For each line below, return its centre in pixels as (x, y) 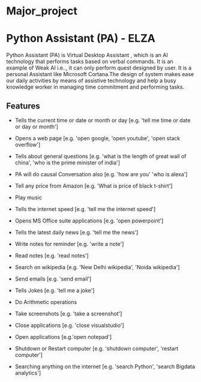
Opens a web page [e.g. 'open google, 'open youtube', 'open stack (97, 138)
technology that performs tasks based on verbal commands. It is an (90, 62)
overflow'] (28, 145)
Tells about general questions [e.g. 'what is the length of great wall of (100, 156)
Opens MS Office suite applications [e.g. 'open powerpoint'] (89, 221)
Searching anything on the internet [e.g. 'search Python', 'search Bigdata (105, 366)
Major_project (42, 11)
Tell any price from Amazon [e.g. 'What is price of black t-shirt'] (94, 186)
